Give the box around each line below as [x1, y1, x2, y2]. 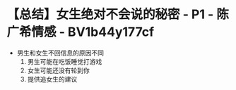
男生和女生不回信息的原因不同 [16, 49, 104, 57]
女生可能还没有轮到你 [27, 66, 90, 75]
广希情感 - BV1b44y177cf [6, 24, 155, 40]
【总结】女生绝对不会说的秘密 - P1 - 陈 [6, 6, 229, 22]
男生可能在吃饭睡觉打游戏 [27, 57, 102, 65]
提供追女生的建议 [27, 75, 78, 83]
